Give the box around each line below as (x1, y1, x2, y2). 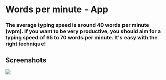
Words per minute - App (5, 4, 109, 15)
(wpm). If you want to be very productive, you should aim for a (5, 28, 161, 35)
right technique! (5, 40, 46, 47)
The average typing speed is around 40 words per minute (5, 22, 149, 29)
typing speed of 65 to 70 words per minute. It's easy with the (5, 34, 158, 41)
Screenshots (5, 56, 47, 64)
